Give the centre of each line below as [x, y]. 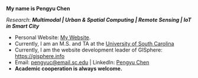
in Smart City [23, 26]
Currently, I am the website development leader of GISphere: [88, 50]
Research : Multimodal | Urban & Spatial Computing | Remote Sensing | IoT [99, 20]
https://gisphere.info [40, 56]
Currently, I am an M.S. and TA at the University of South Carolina [94, 44]
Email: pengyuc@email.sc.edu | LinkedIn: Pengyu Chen [82, 62]
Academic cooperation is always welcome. [69, 69]
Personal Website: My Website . [53, 37]
